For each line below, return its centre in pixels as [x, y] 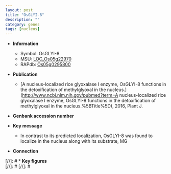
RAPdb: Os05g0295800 [45, 64]
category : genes [22, 24]
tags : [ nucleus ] [22, 29]
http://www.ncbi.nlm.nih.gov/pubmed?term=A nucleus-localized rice [94, 95]
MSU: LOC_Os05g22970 [46, 59]
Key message [27, 126]
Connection [25, 151]
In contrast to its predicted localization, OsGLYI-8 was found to [87, 136]
